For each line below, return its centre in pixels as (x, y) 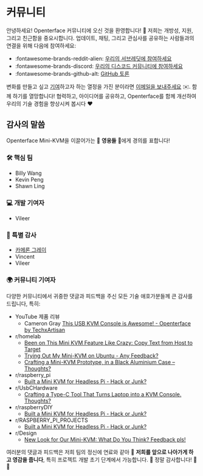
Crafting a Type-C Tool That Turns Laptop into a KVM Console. (103, 394)
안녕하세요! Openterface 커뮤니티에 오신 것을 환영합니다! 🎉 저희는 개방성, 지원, (100, 30)
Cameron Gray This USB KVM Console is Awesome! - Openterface (108, 323)
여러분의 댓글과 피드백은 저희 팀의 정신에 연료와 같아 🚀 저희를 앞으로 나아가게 (97, 452)
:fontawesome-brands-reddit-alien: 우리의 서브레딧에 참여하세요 (93, 58)
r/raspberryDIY (34, 407)
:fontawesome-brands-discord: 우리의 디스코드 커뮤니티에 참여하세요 (99, 66)
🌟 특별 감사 (21, 236)
